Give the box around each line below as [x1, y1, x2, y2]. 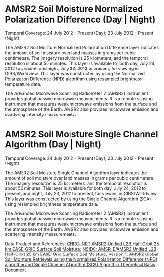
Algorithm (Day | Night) [5, 139, 102, 150]
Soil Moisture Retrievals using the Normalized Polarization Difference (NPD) [5, 256, 158, 262]
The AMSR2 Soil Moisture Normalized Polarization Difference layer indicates [5, 45, 159, 50]
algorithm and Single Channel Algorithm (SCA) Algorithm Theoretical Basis [5, 261, 155, 267]
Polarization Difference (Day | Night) [5, 14, 156, 25]
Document [5, 267, 26, 273]
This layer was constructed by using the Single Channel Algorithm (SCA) [5, 196, 151, 202]
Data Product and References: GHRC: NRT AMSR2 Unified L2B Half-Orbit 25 [5, 241, 159, 247]
